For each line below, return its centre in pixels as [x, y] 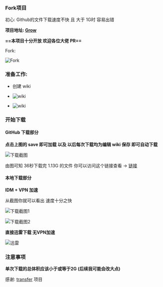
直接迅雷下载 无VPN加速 [30, 232]
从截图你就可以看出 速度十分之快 [39, 200]
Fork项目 [16, 7]
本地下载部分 [18, 178]
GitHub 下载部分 [22, 133]
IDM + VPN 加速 [22, 190]
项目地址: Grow [21, 30]
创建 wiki [21, 86]
